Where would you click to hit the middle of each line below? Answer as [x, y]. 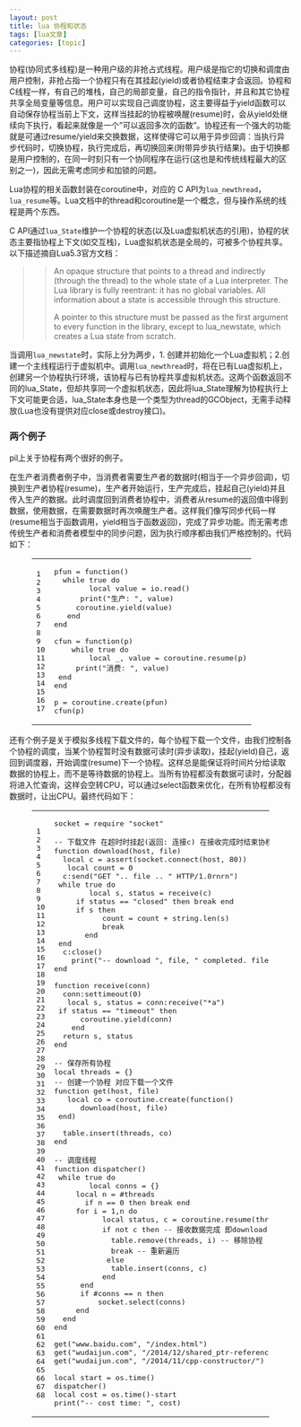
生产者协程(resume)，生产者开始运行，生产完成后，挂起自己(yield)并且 [155, 488]
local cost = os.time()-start [115, 1394]
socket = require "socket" [108, 823]
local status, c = [139, 1219]
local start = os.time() [104, 1377]
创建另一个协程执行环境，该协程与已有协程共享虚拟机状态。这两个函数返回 [146, 377]
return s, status [98, 1036]
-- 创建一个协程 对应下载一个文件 [113, 1082]
